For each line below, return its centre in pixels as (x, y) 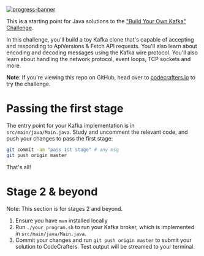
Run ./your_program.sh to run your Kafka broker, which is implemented (105, 227)
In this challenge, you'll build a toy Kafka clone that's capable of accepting (100, 39)
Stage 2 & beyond (52, 192)
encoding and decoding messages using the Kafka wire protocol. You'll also (102, 53)
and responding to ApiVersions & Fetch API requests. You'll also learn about (102, 46)
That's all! (19, 167)
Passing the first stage (65, 108)
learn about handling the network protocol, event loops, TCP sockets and (99, 59)
